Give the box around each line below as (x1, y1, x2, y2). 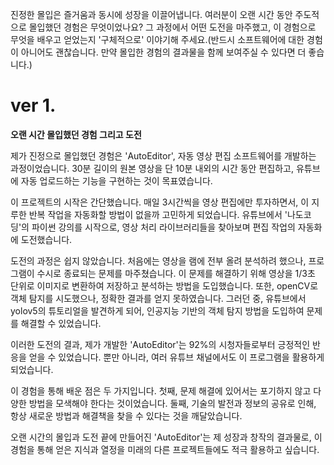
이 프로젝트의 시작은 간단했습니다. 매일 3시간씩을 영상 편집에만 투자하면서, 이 (10, 196, 310, 208)
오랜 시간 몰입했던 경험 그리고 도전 (10, 128, 142, 140)
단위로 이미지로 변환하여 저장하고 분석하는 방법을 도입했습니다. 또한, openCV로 (10, 279, 319, 292)
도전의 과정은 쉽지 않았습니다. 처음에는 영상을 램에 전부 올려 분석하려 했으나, (10, 254, 307, 267)
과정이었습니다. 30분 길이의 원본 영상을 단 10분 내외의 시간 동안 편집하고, (10, 162, 294, 174)
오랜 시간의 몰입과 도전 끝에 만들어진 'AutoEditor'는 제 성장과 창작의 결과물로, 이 (10, 431, 323, 443)
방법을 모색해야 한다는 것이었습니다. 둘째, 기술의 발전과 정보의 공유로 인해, (28, 397, 317, 409)
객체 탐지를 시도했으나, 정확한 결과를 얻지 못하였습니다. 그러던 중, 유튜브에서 (10, 292, 307, 304)
